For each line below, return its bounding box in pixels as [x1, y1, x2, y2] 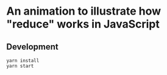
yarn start [6, 63, 34, 69]
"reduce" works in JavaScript [6, 17, 160, 31]
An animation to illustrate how [6, 4, 162, 18]
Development [6, 41, 59, 52]
